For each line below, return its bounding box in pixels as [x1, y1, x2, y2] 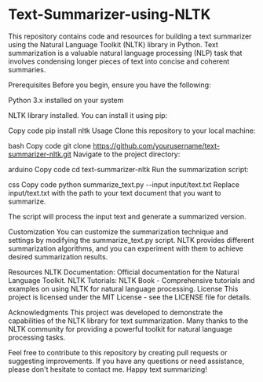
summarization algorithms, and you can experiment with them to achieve [8, 244, 243, 253]
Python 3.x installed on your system [8, 95, 124, 105]
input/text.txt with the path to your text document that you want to [8, 188, 221, 197]
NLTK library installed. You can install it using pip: [8, 110, 168, 119]
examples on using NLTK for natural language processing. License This [8, 284, 239, 293]
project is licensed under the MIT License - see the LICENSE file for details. [8, 292, 252, 302]
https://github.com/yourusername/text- [93, 141, 220, 150]
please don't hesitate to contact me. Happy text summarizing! [8, 364, 208, 374]
